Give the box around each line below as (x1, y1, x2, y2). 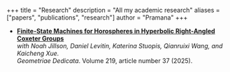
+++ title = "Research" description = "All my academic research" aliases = (6, 6, 221, 14)
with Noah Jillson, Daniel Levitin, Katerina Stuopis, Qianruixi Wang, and (16, 42, 223, 50)
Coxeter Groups (16, 34, 64, 43)
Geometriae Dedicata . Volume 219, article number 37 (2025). (16, 57, 193, 65)
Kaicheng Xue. (16, 49, 59, 57)
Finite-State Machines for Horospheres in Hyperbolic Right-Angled (16, 27, 215, 35)
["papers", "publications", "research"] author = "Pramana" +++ (6, 13, 188, 22)
